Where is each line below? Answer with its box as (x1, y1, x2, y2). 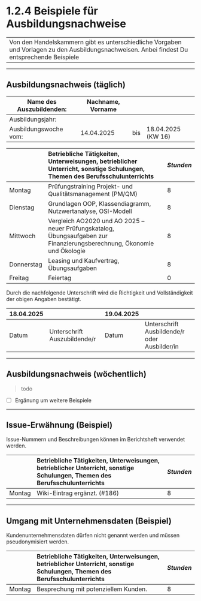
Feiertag (47, 274, 72, 282)
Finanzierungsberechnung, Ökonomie (47, 239, 154, 247)
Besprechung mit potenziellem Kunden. (36, 585, 148, 593)
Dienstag (9, 203, 35, 211)
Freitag (9, 274, 29, 282)
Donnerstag (9, 260, 42, 268)
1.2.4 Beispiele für (6, 4, 99, 18)
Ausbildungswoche (9, 125, 63, 133)
